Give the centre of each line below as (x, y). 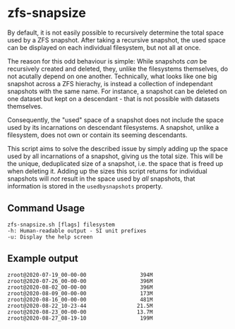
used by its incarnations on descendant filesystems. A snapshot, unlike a (113, 127)
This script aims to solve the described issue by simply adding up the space (117, 148)
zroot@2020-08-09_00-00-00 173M (80, 293)
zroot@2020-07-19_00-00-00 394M (80, 275)
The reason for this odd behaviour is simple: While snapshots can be (107, 61)
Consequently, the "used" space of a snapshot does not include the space (116, 120)
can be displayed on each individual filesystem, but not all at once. (104, 47)
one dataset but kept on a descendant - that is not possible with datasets (114, 98)
